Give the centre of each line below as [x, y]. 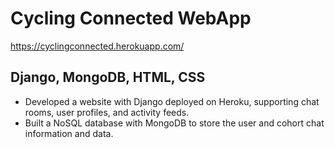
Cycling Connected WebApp [131, 18]
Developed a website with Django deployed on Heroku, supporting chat [172, 101]
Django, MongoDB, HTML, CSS [108, 77]
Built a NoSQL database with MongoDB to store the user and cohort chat [174, 123]
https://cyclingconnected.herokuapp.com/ [97, 46]
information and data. [69, 133]
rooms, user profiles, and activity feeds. [107, 112]
